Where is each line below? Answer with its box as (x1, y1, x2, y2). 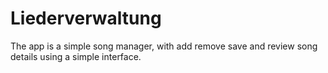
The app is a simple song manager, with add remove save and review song (10, 40, 318, 52)
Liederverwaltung (10, 7, 162, 30)
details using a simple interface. (10, 50, 142, 62)
